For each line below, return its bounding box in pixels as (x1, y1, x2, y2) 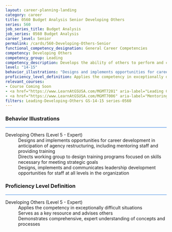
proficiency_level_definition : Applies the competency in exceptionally (5, 74, 164, 80)
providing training (18, 148, 55, 154)
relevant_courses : (5, 79, 45, 84)
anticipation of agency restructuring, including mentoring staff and (18, 142, 159, 149)
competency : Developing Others (5, 50, 72, 55)
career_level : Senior (5, 36, 52, 42)
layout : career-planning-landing (5, 7, 77, 13)
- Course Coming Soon (5, 84, 52, 89)
